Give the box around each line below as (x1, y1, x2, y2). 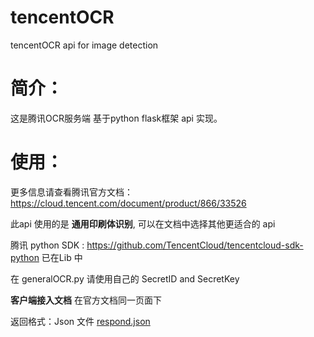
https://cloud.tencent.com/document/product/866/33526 (10, 197, 247, 209)
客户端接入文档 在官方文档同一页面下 (10, 294, 162, 306)
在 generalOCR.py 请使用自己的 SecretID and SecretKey (10, 272, 240, 285)
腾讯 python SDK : (10, 239, 85, 251)
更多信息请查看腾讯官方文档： (10, 186, 133, 198)
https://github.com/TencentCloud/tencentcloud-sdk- (86, 239, 304, 251)
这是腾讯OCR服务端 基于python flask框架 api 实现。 (10, 112, 223, 124)
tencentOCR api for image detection (10, 39, 159, 51)
